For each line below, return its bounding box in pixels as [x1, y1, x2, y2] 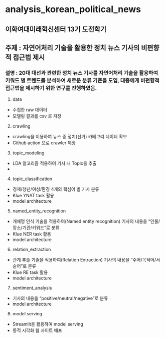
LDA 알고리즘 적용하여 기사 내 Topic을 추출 [12, 160, 97, 166]
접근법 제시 [13, 53, 45, 62]
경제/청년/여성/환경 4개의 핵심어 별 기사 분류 [12, 186, 99, 192]
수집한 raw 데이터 [12, 107, 48, 113]
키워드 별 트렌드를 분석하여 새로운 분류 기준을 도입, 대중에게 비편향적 [5, 77, 159, 84]
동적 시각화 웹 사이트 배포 [12, 327, 63, 333]
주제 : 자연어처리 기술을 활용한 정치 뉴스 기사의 [5, 43, 140, 52]
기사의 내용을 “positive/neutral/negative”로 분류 [12, 295, 108, 301]
